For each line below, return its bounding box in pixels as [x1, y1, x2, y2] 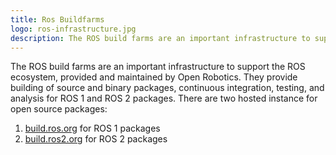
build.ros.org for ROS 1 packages [24, 122, 161, 135]
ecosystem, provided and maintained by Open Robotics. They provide [10, 71, 298, 83]
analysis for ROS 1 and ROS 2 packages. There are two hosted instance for [10, 92, 318, 105]
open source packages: [10, 103, 108, 115]
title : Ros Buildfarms [10, 14, 105, 25]
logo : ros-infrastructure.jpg [10, 24, 137, 34]
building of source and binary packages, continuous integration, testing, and [10, 82, 325, 94]
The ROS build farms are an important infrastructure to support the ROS [10, 61, 306, 73]
